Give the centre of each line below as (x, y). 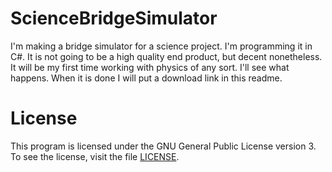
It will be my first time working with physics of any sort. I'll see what (150, 67)
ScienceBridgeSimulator (114, 18)
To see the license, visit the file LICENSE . (95, 156)
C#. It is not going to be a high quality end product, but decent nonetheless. (166, 56)
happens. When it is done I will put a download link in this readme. (146, 78)
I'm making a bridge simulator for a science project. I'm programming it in (161, 46)
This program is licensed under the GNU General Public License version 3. (163, 146)
